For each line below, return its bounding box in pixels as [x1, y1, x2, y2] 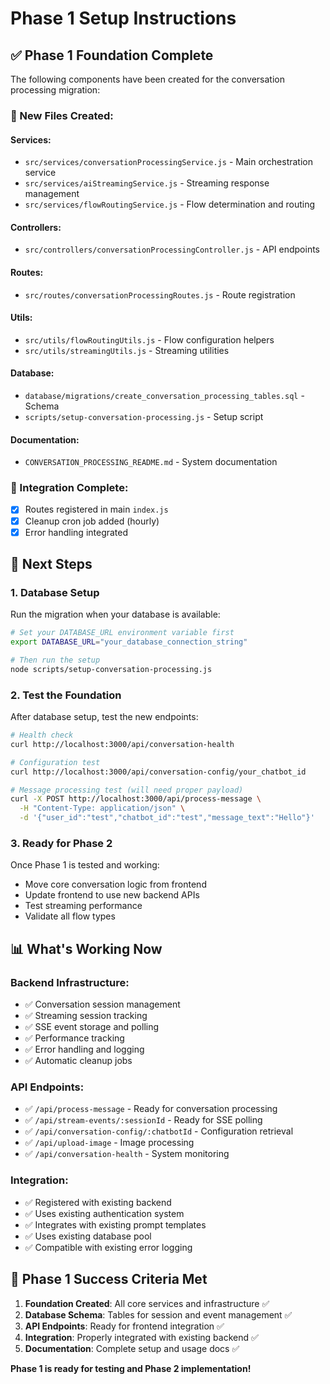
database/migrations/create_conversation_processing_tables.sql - [24, 389, 305, 401]
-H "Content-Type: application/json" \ [19, 803, 186, 814]
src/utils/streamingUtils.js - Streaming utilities [24, 344, 230, 356]
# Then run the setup [10, 655, 101, 666]
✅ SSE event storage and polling [24, 1021, 160, 1033]
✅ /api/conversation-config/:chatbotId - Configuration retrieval [24, 1125, 294, 1137]
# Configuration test [10, 757, 101, 767]
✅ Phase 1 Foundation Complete [10, 47, 214, 64]
